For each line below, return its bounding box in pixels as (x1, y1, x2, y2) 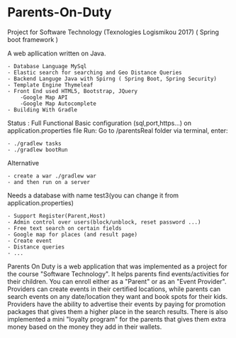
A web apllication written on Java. (7, 49, 106, 58)
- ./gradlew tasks (7, 140, 62, 147)
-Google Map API (20, 94, 69, 101)
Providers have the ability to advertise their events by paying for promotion (7, 300, 226, 308)
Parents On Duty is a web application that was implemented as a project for (7, 262, 227, 271)
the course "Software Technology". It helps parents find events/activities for (7, 269, 230, 278)
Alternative (7, 158, 40, 167)
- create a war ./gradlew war (7, 172, 97, 180)
